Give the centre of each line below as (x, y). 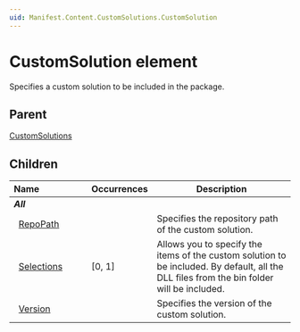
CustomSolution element (104, 61)
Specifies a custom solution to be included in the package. (117, 87)
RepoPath (39, 224)
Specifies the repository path (217, 219)
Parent (28, 114)
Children (33, 164)
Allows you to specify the (209, 245)
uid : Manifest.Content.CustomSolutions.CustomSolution (113, 17)
